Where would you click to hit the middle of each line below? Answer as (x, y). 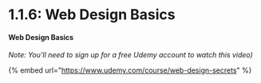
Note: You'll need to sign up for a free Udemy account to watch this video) (130, 55)
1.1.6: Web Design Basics (92, 15)
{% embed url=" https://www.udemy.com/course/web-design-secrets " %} (130, 70)
